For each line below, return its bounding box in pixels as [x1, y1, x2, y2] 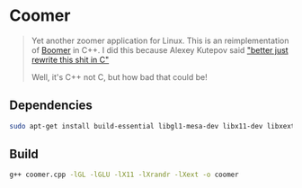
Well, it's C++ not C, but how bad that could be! [31, 71, 209, 82]
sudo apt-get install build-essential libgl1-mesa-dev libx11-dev [9, 121, 263, 130]
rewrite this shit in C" [31, 54, 110, 65]
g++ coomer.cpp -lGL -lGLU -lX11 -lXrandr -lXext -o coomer [9, 170, 240, 180]
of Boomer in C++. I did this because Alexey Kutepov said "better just [31, 44, 289, 55]
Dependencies [9, 98, 93, 113]
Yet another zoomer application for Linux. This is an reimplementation [31, 35, 289, 46]
